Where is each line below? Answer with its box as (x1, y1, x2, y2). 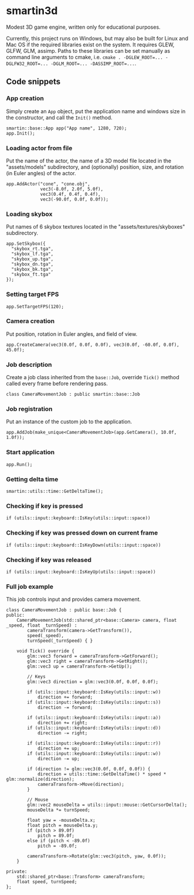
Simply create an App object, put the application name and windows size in (6, 107, 186, 115)
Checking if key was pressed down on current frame (6, 529, 158, 537)
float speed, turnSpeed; (16, 879, 77, 885)
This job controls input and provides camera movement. (6, 596, 141, 603)
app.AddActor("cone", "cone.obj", (6, 181, 91, 187)
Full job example (6, 582, 54, 590)
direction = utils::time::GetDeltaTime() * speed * (37, 771, 166, 777)
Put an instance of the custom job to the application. (6, 418, 132, 426)
